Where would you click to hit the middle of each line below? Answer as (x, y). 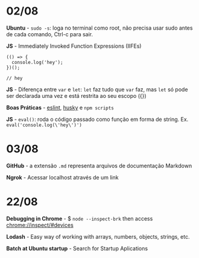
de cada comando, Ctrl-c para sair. (50, 34)
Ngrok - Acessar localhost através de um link (62, 177)
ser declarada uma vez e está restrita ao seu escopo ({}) (76, 95)
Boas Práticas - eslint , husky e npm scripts (60, 108)
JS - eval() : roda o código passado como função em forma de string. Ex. (97, 119)
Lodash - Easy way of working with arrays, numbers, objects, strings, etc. (98, 236)
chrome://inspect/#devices (40, 225)
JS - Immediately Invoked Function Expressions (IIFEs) (74, 46)
